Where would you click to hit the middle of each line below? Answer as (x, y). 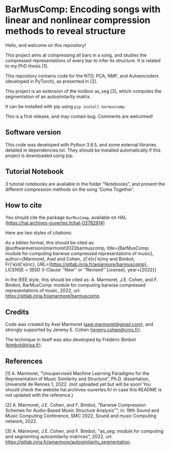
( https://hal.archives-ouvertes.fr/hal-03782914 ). (56, 223)
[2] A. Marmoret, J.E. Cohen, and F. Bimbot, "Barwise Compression (76, 405)
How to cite (24, 205)
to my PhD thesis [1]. (27, 66)
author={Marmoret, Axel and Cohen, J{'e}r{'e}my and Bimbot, (70, 259)
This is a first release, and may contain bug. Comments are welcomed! (79, 116)
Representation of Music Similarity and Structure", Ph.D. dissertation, (77, 379)
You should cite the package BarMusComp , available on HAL (66, 217)
